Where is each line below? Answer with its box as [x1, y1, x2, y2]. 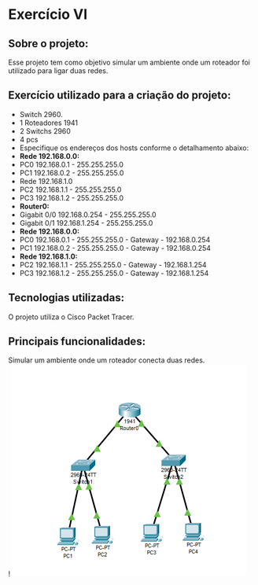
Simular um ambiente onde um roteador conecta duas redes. [8, 355, 205, 365]
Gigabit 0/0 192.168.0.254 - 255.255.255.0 [19, 210, 157, 219]
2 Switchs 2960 [19, 126, 71, 135]
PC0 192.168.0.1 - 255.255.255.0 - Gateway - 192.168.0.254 [19, 234, 211, 245]
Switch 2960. [19, 109, 63, 119]
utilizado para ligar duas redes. [8, 66, 109, 75]
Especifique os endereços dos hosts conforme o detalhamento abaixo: [19, 143, 249, 153]
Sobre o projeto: [8, 37, 89, 50]
